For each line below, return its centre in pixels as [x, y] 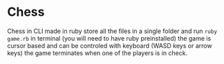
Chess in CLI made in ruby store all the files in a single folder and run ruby [112, 31]
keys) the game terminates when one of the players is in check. [97, 53]
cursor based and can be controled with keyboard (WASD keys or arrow [110, 45]
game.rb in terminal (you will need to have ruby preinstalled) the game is [109, 38]
